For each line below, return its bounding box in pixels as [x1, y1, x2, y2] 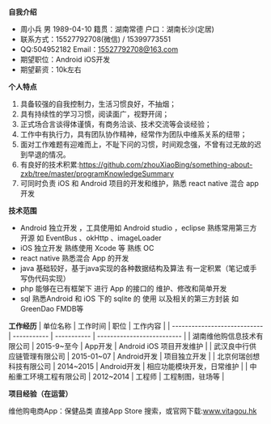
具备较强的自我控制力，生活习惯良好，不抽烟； [19, 100, 176, 108]
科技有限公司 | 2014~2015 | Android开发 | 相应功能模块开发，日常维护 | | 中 [8, 362, 257, 371]
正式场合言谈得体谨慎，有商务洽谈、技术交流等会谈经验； [19, 120, 212, 129]
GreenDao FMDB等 [19, 304, 84, 313]
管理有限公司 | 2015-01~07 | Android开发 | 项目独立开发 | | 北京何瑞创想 [22, 351, 260, 361]
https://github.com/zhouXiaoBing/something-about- [78, 160, 253, 169]
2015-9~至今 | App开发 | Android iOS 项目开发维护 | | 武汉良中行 [36, 341, 250, 350]
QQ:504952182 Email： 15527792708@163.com [19, 45, 179, 54]
